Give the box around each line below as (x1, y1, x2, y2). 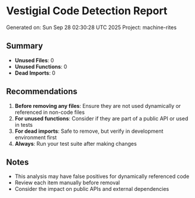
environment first (14, 133, 57, 140)
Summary (6, 41, 43, 51)
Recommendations (6, 87, 78, 97)
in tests (14, 121, 33, 128)
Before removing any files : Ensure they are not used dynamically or (14, 102, 181, 109)
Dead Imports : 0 (14, 69, 56, 76)
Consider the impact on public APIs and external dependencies (14, 186, 170, 193)
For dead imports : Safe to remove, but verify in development (14, 127, 164, 135)
